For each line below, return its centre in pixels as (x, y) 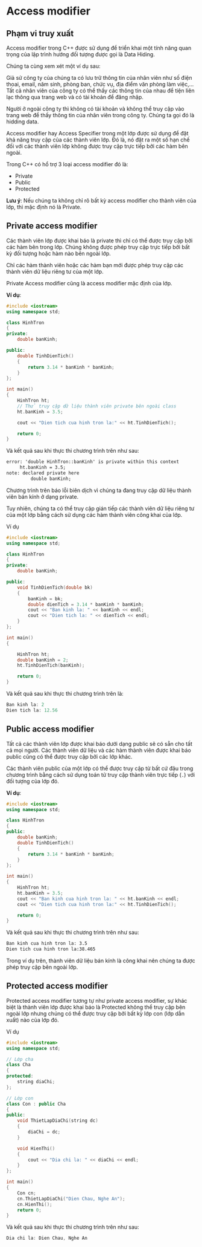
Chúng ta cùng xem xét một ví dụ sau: (53, 66)
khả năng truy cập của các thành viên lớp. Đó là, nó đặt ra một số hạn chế (98, 140)
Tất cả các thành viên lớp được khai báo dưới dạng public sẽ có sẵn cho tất (99, 743)
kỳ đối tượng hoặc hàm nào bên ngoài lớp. (58, 253)
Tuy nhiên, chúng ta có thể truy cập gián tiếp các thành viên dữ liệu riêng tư (100, 508)
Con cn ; (27, 1193)
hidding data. (23, 121)
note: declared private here (43, 473)
